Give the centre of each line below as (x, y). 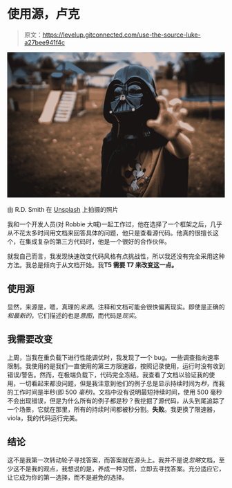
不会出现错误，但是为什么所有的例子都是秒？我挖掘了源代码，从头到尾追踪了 (116, 400)
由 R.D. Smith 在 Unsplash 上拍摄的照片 (63, 210)
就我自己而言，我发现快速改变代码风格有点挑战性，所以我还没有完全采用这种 (116, 256)
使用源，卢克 (44, 14)
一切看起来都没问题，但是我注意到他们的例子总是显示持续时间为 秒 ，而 (119, 383)
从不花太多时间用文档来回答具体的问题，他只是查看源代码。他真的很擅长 (110, 233)
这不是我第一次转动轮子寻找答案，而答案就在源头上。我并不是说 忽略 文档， (113, 460)
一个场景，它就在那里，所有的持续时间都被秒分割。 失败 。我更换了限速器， (113, 409)
